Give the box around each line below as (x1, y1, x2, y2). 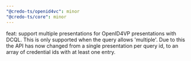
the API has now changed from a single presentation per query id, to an (6, 42, 179, 49)
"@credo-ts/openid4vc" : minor (6, 8, 80, 15)
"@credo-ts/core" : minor (6, 14, 67, 20)
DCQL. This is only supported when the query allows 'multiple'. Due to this (6, 36, 186, 43)
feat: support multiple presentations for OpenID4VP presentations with (6, 30, 177, 37)
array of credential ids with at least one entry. (6, 48, 116, 55)
